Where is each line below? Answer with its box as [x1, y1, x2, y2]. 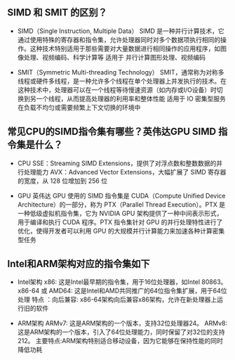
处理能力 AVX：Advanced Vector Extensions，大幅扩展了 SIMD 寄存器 [23, 167, 227, 176]
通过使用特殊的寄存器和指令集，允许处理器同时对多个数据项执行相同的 [17, 35, 221, 44]
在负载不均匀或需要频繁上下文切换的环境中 [17, 103, 141, 111]
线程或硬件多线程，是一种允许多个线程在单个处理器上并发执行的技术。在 [17, 77, 227, 85]
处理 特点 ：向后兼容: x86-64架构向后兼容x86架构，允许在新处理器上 [17, 295, 217, 304]
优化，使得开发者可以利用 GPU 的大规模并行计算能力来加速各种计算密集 [17, 226, 225, 235]
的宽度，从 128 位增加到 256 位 [17, 176, 107, 185]
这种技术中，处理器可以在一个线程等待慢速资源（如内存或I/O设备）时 [17, 85, 217, 94]
